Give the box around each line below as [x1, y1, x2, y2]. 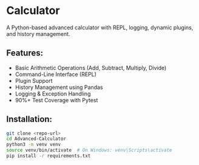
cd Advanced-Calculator [6, 136, 67, 142]
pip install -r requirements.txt [6, 153, 91, 159]
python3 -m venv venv [6, 141, 61, 148]
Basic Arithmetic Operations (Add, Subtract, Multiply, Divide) [15, 64, 167, 71]
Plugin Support [15, 77, 53, 84]
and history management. [6, 30, 71, 37]
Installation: [6, 114, 53, 125]
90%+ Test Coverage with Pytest [15, 96, 98, 104]
